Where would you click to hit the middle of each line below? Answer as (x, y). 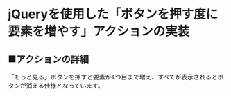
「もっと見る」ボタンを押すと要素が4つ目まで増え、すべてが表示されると (113, 77)
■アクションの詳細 (49, 59)
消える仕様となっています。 (65, 86)
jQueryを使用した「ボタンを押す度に (113, 14)
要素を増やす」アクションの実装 (99, 31)
